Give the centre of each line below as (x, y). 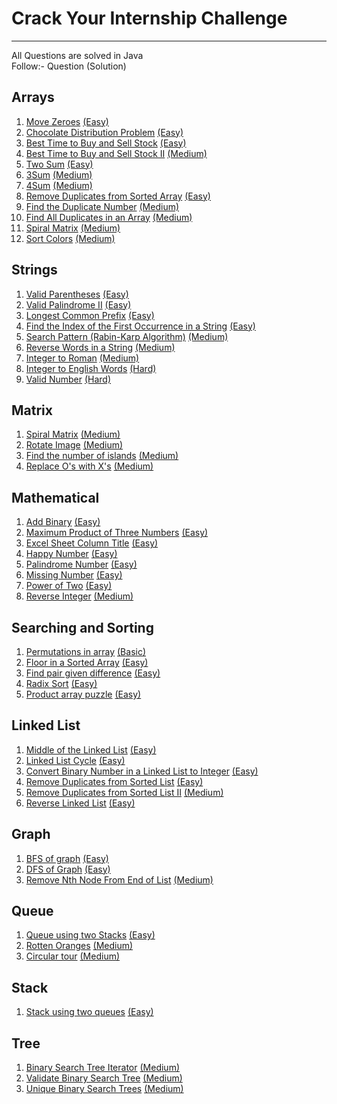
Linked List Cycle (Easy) (75, 760)
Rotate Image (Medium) (74, 445)
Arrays (33, 97)
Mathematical (55, 497)
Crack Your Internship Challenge (149, 18)
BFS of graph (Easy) (67, 858)
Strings (34, 270)
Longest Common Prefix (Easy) (90, 315)
